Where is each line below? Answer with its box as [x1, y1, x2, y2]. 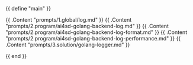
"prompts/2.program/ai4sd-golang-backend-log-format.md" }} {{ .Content [5, 29, 188, 36]
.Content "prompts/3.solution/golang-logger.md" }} [5, 41, 130, 48]
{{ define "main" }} [5, 5, 52, 12]
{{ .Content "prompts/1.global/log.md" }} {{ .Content [5, 16, 132, 23]
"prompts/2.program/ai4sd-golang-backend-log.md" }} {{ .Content [5, 23, 169, 29]
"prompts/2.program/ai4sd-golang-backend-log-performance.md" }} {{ [5, 35, 181, 42]
